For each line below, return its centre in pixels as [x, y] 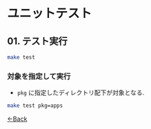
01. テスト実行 [37, 41]
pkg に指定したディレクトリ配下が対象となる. [81, 92]
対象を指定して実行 [39, 76]
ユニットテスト [50, 13]
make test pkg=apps [35, 106]
